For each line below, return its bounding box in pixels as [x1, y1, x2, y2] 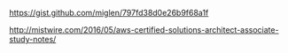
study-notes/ [9, 34, 57, 44]
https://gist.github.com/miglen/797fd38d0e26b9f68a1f [9, 8, 209, 18]
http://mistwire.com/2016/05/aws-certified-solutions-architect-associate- [9, 25, 279, 34]
